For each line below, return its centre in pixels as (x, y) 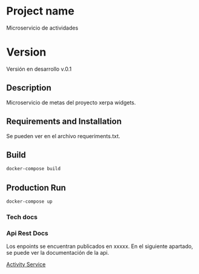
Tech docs (22, 217)
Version (26, 52)
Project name (40, 11)
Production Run (36, 187)
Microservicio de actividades (42, 28)
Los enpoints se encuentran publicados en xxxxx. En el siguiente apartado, (100, 246)
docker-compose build (34, 169)
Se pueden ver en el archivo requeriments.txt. (64, 136)
